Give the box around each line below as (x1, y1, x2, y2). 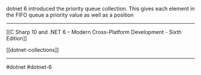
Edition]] (6, 35, 28, 42)
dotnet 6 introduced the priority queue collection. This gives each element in (6, 5, 195, 12)
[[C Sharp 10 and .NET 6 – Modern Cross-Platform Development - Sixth (6, 29, 182, 35)
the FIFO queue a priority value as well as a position (6, 11, 134, 18)
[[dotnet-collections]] (6, 46, 59, 53)
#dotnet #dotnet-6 (6, 64, 52, 70)
